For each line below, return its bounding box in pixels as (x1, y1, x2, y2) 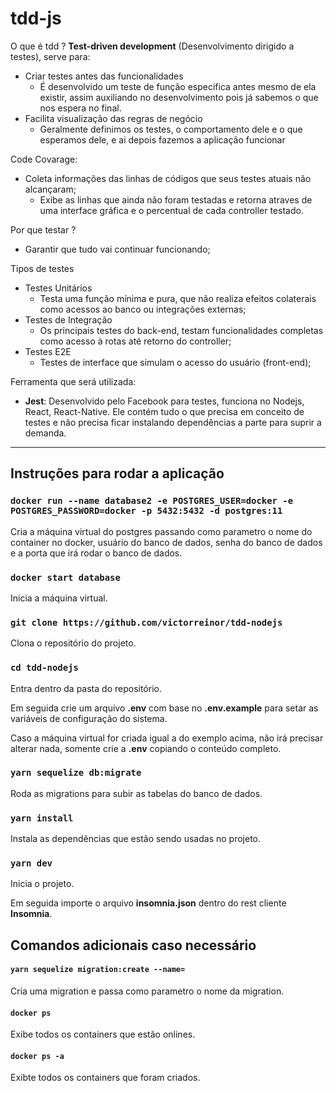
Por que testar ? (10, 223, 77, 236)
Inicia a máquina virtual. (10, 592, 108, 604)
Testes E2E (24, 345, 72, 357)
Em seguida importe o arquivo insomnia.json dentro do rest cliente (10, 897, 287, 909)
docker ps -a (10, 1051, 65, 1061)
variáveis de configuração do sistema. (10, 712, 168, 724)
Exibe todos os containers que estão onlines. (10, 1028, 196, 1041)
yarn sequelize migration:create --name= (10, 965, 186, 975)
